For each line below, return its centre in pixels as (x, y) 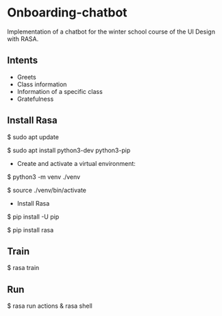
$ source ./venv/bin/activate (47, 190)
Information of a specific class (60, 91)
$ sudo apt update (33, 137)
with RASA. (23, 38)
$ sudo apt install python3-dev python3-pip (69, 150)
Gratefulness (35, 99)
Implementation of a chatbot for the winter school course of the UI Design (111, 32)
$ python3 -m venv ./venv (44, 177)
